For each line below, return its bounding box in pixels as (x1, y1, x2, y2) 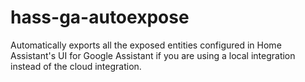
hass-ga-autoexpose (10, 6, 190, 29)
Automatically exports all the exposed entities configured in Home (10, 39, 282, 51)
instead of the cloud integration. (10, 60, 142, 72)
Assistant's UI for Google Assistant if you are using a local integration (10, 49, 296, 61)
